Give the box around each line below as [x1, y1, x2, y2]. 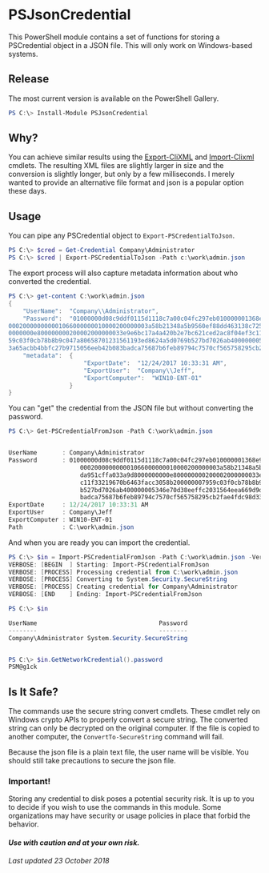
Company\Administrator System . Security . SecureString [8, 634, 188, 642]
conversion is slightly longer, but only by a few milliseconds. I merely [8, 170, 235, 179]
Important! [8, 775, 51, 787]
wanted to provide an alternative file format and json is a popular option [8, 178, 244, 187]
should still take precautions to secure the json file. [8, 756, 176, 766]
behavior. [8, 819, 39, 829]
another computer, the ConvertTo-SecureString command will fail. [8, 732, 224, 742]
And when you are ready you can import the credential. [8, 538, 191, 547]
